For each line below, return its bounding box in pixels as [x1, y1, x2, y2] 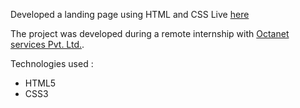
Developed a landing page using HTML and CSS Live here [10, 9, 250, 20]
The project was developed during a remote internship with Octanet [10, 28, 290, 39]
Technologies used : [10, 58, 94, 69]
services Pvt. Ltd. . [10, 39, 85, 50]
